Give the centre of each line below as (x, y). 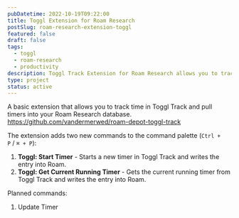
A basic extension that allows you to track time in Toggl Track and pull (110, 107)
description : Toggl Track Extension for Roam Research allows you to (113, 73)
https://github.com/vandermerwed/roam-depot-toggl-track (94, 122)
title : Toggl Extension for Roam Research (71, 21)
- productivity (36, 67)
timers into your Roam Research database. (70, 114)
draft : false (27, 40)
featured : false (31, 34)
